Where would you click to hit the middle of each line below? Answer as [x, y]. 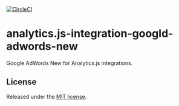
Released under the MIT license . [47, 96]
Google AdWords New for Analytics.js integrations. [70, 63]
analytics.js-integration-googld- [90, 34]
